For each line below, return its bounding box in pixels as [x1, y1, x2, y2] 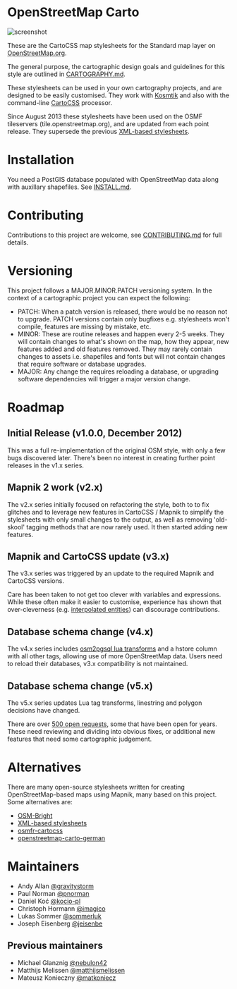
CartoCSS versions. [7, 577, 65, 585]
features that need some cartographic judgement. [7, 735, 152, 743]
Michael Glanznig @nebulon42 [17, 958, 107, 966]
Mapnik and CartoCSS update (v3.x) [7, 551, 169, 563]
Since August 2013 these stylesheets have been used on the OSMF [7, 112, 203, 121]
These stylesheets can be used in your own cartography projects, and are [7, 83, 222, 92]
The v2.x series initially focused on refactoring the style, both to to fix [7, 500, 209, 508]
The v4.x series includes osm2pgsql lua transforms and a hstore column [7, 644, 217, 653]
